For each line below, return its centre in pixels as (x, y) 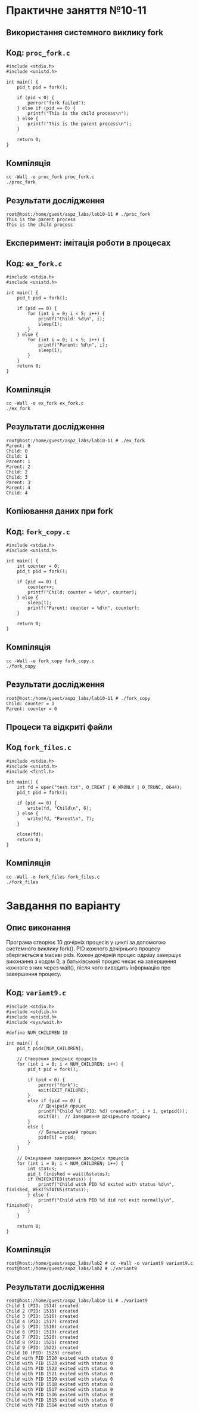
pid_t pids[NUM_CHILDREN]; (50, 1048)
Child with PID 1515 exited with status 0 (60, 1400)
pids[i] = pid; (57, 1137)
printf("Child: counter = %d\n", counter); (82, 592)
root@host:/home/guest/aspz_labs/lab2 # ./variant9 (71, 1269)
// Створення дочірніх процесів (57, 1059)
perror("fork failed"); (57, 103)
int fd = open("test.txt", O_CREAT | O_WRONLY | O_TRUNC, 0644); (100, 787)
